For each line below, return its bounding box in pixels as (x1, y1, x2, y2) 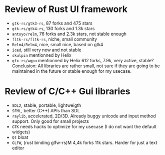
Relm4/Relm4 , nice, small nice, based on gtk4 (11, 41, 103, 47)
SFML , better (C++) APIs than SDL (11, 107, 80, 113)
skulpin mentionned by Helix (11, 52, 72, 58)
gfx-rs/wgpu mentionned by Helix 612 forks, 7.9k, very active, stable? (11, 57, 154, 63)
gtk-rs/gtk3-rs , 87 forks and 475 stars (11, 20, 93, 26)
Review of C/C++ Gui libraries (4, 86, 130, 97)
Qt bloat (11, 134, 28, 140)
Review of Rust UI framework (4, 4, 128, 15)
